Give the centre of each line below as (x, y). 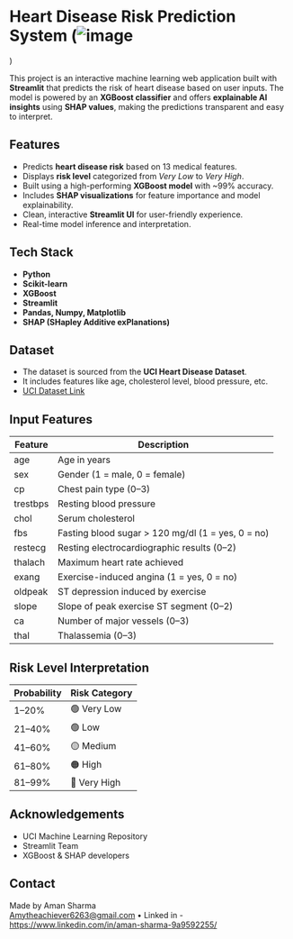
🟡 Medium (93, 746)
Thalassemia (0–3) (98, 635)
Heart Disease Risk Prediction (123, 17)
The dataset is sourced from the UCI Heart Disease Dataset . (134, 372)
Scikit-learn (45, 283)
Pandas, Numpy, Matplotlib (74, 312)
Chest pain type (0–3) (104, 489)
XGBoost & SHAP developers (76, 855)
